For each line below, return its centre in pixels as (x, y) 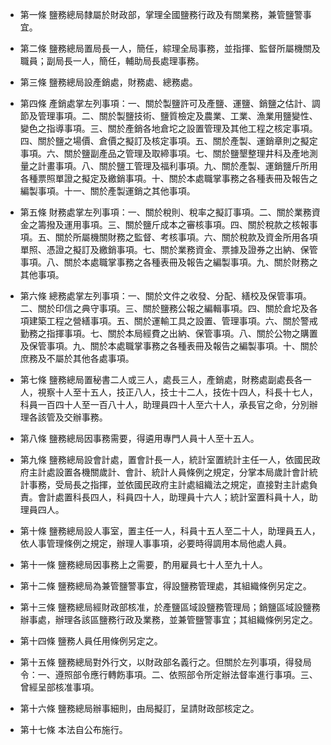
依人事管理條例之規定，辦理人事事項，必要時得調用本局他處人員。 (155, 543)
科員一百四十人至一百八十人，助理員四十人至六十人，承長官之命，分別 (164, 404)
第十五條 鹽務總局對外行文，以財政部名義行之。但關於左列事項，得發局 (165, 662)
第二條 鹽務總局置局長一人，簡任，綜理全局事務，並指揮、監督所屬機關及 (170, 48)
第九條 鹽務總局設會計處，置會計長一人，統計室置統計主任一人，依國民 (165, 459)
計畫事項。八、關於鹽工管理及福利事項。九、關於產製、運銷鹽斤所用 (177, 166)
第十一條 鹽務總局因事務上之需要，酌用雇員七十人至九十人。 (143, 564)
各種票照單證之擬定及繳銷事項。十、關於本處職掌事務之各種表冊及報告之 (168, 178)
